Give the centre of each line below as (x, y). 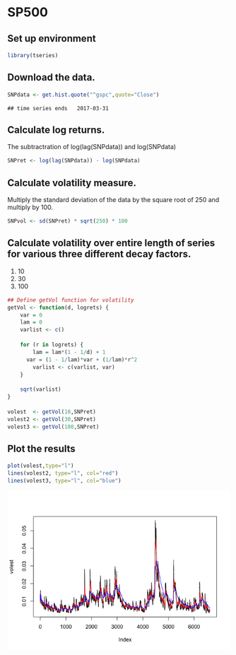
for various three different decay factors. (99, 254)
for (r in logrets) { (52, 345)
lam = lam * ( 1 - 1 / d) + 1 (69, 352)
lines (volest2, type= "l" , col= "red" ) (63, 473)
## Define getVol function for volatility (71, 300)
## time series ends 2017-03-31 (58, 108)
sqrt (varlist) (41, 389)
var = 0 (31, 315)
